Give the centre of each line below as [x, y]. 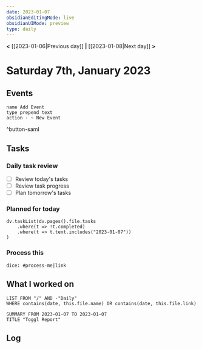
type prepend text [29, 113]
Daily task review [32, 166]
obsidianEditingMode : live [40, 18]
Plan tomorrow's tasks [43, 193]
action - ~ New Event [34, 118]
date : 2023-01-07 [28, 12]
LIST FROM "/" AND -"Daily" [42, 298]
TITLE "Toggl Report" [34, 319]
